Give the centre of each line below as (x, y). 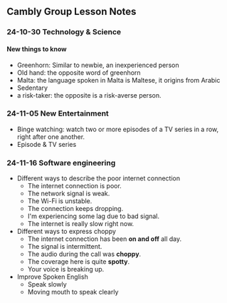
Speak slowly (47, 284)
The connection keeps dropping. (75, 209)
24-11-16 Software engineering (61, 163)
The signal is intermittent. (65, 247)
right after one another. (51, 137)
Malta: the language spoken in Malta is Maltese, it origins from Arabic (118, 80)
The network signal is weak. (69, 194)
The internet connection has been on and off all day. (105, 239)
